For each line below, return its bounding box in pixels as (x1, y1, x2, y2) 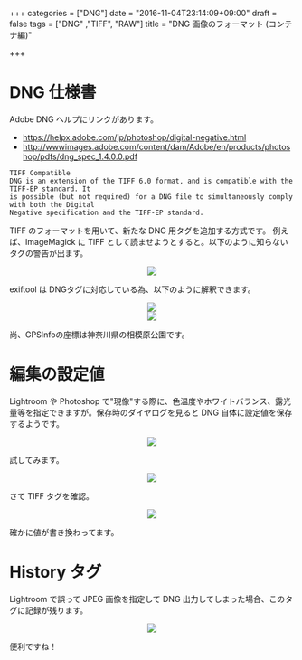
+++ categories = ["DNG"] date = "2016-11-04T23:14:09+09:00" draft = (9, 8, 278, 18)
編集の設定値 (9, 364, 106, 385)
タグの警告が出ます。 (9, 248, 89, 259)
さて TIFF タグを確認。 (9, 490, 95, 501)
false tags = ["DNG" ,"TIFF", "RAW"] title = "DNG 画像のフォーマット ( (9, 18, 269, 29)
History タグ (9, 562, 102, 582)
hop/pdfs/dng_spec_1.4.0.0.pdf (22, 151, 138, 162)
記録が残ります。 (24, 605, 89, 616)
